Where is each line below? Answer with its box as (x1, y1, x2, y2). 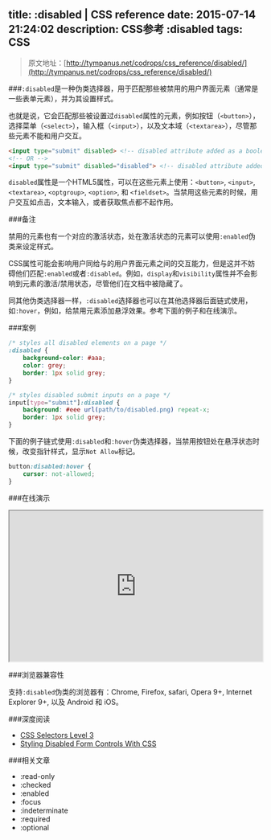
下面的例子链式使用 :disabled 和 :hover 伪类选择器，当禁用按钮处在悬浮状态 (8, 436, 253, 446)
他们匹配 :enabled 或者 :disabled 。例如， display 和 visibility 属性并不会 (14, 268, 251, 278)
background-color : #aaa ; (23, 354, 106, 363)
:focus (19, 797, 42, 806)
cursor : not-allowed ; (23, 469, 95, 478)
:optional (19, 822, 50, 832)
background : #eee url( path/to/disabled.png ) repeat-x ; (23, 406, 211, 414)
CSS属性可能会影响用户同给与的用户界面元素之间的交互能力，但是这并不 (8, 259, 248, 268)
